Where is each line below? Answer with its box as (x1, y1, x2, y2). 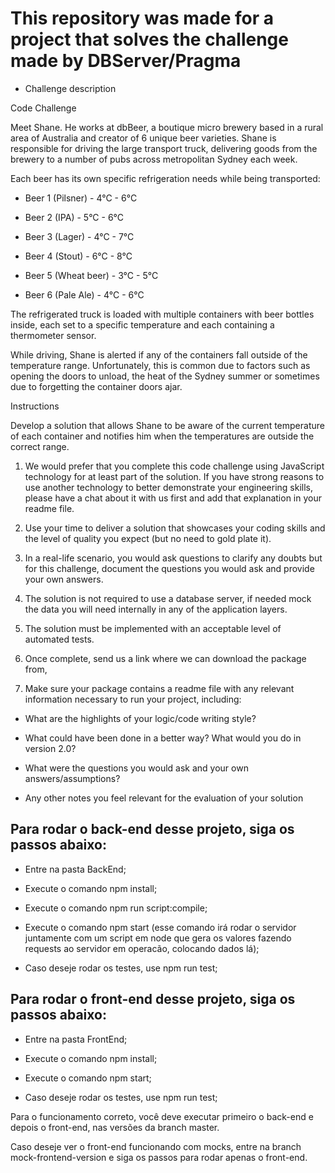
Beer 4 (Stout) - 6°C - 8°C (24, 250, 133, 262)
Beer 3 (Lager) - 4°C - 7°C (24, 230, 135, 242)
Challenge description (24, 82, 117, 94)
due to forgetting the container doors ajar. (10, 380, 183, 392)
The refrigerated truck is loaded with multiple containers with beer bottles (10, 308, 315, 320)
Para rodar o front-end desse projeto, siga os (10, 991, 296, 1008)
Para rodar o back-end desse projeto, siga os (10, 821, 295, 838)
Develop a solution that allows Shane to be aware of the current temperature (10, 419, 325, 431)
